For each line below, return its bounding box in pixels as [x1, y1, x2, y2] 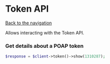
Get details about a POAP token [5, 42, 84, 49]
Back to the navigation [5, 20, 52, 26]
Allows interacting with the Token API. [5, 29, 85, 36]
